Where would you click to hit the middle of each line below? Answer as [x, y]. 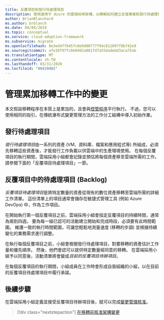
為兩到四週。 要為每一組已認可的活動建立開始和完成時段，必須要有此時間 [78, 221]
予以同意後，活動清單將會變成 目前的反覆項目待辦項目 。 [65, 256]
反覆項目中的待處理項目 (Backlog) [56, 180]
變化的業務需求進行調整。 [31, 233]
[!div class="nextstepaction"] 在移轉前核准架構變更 [68, 312]
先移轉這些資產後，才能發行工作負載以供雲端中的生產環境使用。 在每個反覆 [81, 150]
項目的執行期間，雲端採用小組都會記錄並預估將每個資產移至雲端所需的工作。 [82, 156]
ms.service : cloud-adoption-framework [44, 37]
